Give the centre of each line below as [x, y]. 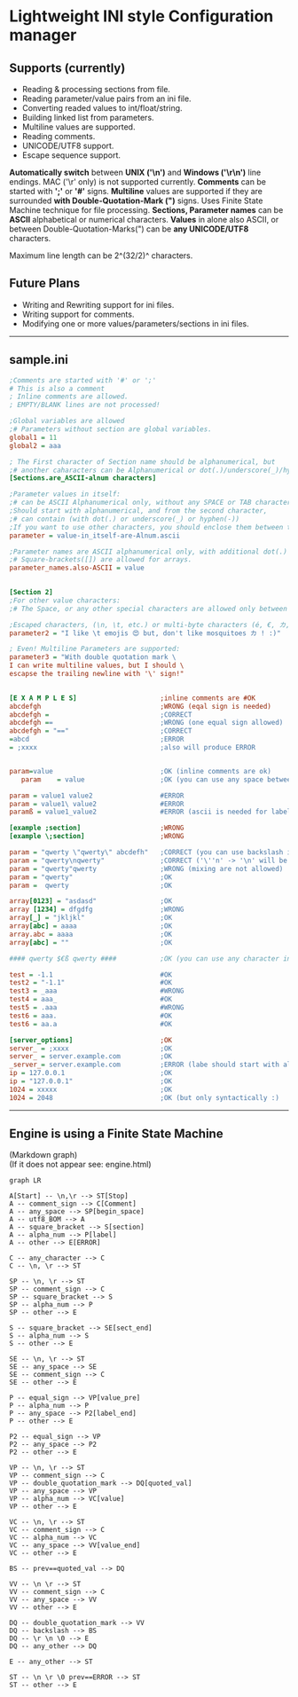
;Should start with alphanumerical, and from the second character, [138, 511]
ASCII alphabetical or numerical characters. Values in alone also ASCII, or [144, 220]
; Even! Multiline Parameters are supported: [94, 649]
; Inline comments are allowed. [69, 397]
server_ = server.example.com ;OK [91, 1057]
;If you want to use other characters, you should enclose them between [146, 527]
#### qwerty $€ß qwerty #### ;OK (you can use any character [144, 958]
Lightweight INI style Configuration [141, 16]
